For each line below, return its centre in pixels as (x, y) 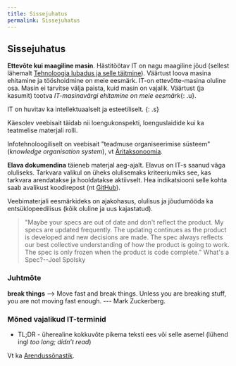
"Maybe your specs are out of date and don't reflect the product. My (124, 222)
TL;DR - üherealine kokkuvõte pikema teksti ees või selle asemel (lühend (123, 334)
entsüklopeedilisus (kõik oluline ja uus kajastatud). (80, 209)
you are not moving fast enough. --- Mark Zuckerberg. (86, 301)
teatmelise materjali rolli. (43, 130)
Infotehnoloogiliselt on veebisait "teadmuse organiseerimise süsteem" (109, 144)
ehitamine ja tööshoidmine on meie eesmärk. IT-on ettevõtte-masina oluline (117, 81)
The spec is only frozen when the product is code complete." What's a (127, 252)
